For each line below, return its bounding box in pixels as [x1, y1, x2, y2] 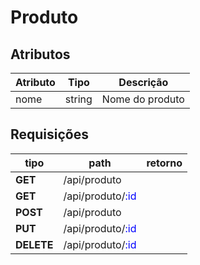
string [64, 92, 93, 106]
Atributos [10, 46, 71, 63]
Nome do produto [101, 92, 185, 106]
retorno [146, 156, 183, 170]
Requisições [10, 126, 90, 143]
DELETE [15, 237, 54, 251]
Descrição [118, 76, 169, 89]
